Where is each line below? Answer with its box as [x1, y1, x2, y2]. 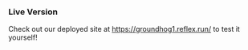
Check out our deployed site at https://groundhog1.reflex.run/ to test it [8, 25, 241, 34]
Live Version [8, 6, 59, 17]
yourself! [8, 33, 38, 42]
